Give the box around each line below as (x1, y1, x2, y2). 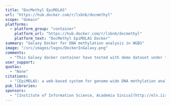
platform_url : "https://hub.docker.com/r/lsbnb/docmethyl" (14, 31, 142, 36)
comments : (5, 50, 26, 55)
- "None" (10, 69, 28, 74)
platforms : (5, 21, 28, 27)
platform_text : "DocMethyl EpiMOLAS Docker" (14, 36, 110, 41)
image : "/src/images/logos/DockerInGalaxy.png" (5, 45, 108, 50)
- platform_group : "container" (10, 26, 76, 32)
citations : (5, 74, 28, 79)
